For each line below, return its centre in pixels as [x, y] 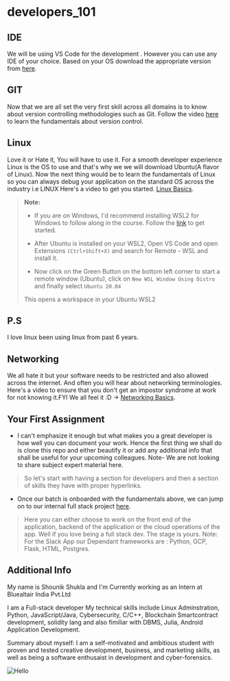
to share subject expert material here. [70, 465]
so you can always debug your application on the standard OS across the [111, 181]
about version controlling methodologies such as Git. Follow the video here [113, 113]
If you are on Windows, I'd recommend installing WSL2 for [116, 215]
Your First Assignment [56, 419]
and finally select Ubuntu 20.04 [78, 285]
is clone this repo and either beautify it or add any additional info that [115, 451]
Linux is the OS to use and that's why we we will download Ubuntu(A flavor [113, 166]
